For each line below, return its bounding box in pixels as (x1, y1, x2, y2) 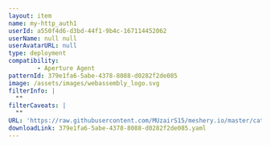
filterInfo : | (8, 86, 56, 95)
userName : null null (8, 34, 78, 43)
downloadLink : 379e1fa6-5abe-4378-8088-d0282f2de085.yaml (8, 124, 207, 132)
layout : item (8, 11, 52, 20)
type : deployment (8, 49, 67, 57)
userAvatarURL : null (8, 42, 78, 50)
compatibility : (8, 57, 59, 65)
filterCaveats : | (8, 101, 67, 110)
